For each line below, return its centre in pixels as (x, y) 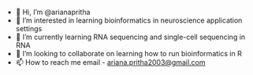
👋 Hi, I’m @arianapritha (53, 12)
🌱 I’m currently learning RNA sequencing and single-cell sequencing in (130, 37)
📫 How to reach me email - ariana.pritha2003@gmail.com (111, 62)
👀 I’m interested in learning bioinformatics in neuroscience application (129, 20)
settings (29, 29)
